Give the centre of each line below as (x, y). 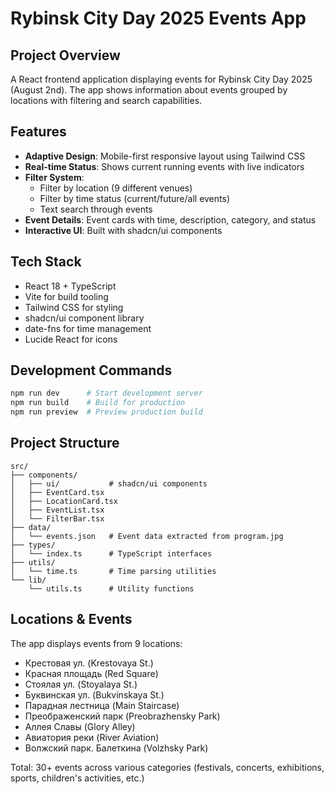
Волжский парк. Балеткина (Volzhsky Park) (116, 748)
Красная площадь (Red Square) (91, 673)
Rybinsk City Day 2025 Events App (158, 18)
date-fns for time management (88, 328)
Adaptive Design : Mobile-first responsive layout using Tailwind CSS (165, 156)
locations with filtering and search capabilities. (106, 100)
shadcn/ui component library (84, 318)
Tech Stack (46, 262)
